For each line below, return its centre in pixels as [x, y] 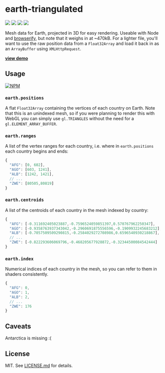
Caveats [18, 326]
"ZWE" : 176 [21, 306]
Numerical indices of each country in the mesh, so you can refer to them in [81, 269]
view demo [17, 58]
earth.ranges [21, 136]
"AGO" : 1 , [19, 292]
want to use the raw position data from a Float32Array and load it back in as [82, 43]
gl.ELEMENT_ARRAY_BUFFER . [31, 124]
